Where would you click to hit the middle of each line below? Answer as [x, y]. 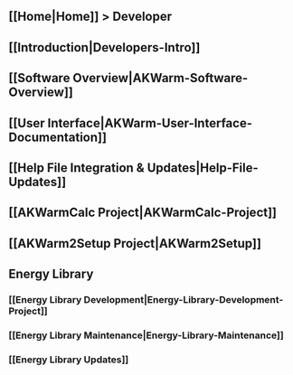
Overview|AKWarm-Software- [161, 78]
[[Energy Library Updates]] [69, 360]
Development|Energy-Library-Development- [184, 300]
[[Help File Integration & [77, 168]
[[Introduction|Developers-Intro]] [104, 47]
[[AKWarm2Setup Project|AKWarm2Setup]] [135, 244]
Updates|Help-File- [203, 168]
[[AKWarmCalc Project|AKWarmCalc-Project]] [143, 213]
